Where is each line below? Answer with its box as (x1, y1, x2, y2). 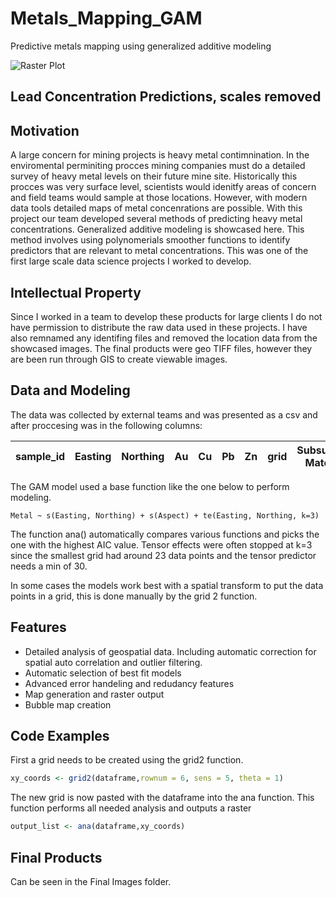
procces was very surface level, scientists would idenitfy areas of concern (10, 181, 317, 193)
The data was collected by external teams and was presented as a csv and (10, 408, 318, 421)
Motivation (10, 122, 80, 139)
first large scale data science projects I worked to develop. (10, 255, 252, 267)
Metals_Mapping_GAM (10, 7, 203, 30)
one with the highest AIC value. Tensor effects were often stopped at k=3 (10, 538, 313, 551)
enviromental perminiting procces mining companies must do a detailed (10, 160, 306, 172)
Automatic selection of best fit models (24, 667, 182, 679)
